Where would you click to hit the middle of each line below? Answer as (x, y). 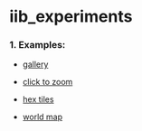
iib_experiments (71, 17)
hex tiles (38, 99)
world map (43, 117)
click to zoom (47, 82)
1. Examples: (38, 45)
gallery (35, 64)
